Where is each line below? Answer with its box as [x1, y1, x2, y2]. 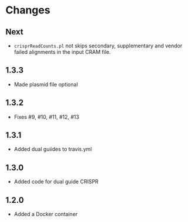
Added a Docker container [13, 211, 78, 218]
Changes [5, 4, 50, 17]
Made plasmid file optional [13, 81, 78, 88]
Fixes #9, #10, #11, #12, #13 [13, 113, 80, 120]
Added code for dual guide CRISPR [13, 178, 99, 185]
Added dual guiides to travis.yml [13, 145, 92, 152]
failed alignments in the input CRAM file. [13, 48, 111, 56]
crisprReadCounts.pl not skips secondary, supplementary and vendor [13, 42, 183, 49]
